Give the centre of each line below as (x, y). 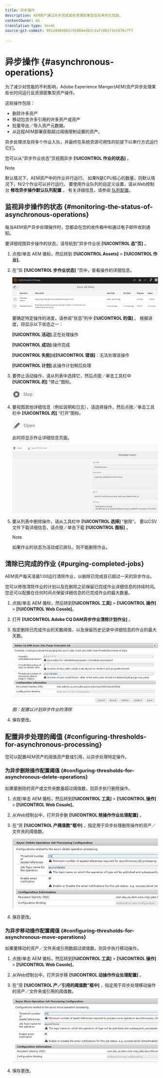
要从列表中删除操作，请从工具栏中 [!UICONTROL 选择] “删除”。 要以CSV (84, 521)
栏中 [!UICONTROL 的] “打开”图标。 (48, 413)
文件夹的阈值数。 (29, 831)
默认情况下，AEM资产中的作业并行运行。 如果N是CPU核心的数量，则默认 (78, 178)
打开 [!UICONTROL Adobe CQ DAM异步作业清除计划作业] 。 (73, 619)
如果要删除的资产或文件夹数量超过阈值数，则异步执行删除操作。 (69, 788)
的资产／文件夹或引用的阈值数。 (44, 991)
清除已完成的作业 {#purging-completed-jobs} (75, 564)
